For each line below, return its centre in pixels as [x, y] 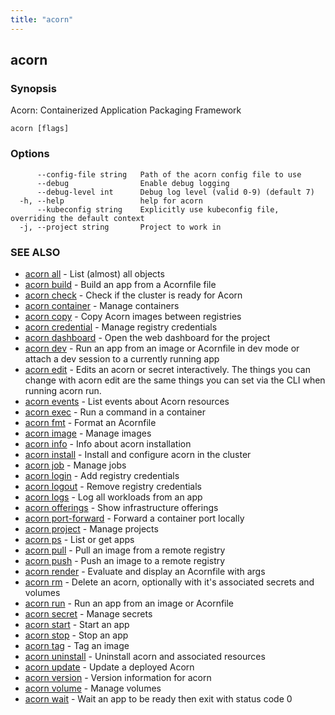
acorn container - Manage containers [102, 305]
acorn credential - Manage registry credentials [121, 327]
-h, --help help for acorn [111, 201]
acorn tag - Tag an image [77, 645]
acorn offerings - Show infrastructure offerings [121, 507]
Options [30, 154]
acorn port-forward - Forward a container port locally [134, 518]
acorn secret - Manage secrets [88, 613]
